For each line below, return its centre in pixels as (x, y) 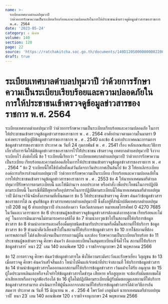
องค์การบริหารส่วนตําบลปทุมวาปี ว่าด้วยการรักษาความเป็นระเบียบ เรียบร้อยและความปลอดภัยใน (82, 173)
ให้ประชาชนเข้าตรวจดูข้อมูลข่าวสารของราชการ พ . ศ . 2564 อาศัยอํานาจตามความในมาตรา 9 (81, 134)
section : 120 (19, 43)
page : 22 (14, 47)
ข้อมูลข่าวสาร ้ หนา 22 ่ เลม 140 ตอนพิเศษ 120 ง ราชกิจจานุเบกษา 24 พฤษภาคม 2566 (78, 246)
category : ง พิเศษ (22, 33)
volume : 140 (17, 38)
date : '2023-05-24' (25, 29)
